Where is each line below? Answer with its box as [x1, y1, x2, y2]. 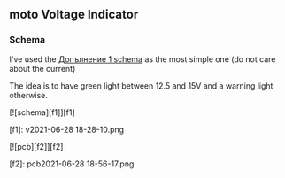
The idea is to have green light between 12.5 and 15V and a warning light [9, 80, 273, 91]
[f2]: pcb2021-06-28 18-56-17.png [9, 159, 135, 169]
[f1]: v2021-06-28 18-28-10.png [9, 124, 125, 135]
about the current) [9, 63, 76, 74]
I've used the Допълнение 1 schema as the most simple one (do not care [9, 53, 276, 65]
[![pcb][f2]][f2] [9, 141, 64, 151]
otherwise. [9, 89, 49, 100]
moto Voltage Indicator [9, 7, 139, 22]
